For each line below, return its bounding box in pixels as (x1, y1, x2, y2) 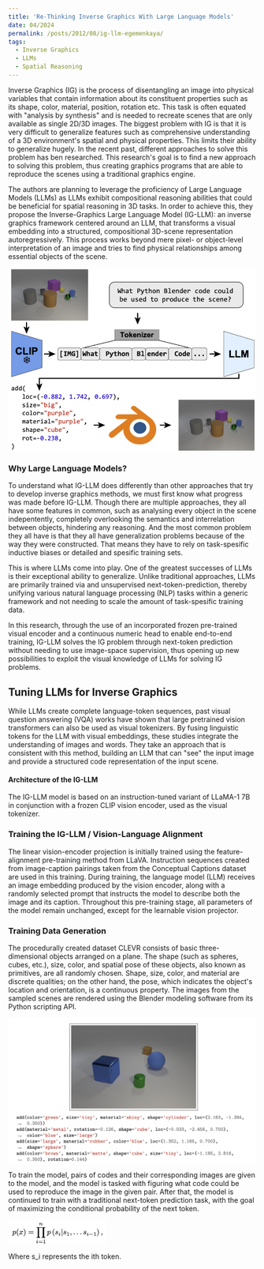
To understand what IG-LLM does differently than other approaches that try (8, 481, 254, 490)
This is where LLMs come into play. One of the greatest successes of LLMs (8, 563, 252, 573)
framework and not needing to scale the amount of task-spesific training (8, 597, 244, 606)
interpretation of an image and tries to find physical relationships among (8, 243, 243, 253)
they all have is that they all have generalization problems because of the (8, 531, 245, 541)
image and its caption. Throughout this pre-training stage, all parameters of (8, 897, 253, 907)
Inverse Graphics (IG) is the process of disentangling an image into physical (8, 85, 255, 95)
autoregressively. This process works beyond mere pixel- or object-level (8, 235, 244, 244)
